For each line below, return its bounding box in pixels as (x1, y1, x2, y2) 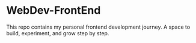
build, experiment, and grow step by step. (6, 29, 109, 36)
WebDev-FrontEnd (6, 4, 101, 17)
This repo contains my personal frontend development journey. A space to (6, 23, 191, 30)
